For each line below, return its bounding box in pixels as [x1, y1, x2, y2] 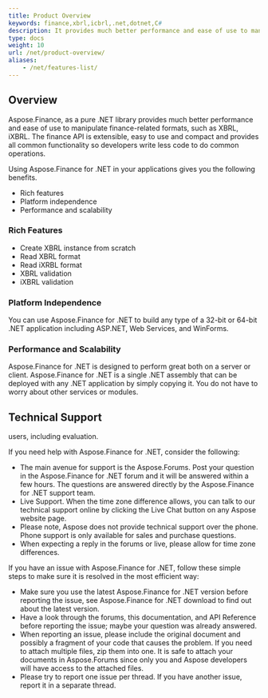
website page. [19, 513, 67, 524]
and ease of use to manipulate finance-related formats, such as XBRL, [8, 123, 239, 133]
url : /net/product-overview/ [8, 49, 105, 57]
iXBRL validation [19, 277, 74, 286]
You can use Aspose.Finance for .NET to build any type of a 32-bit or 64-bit [8, 315, 258, 325]
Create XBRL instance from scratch [19, 243, 136, 253]
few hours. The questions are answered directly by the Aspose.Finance [19, 480, 254, 489]
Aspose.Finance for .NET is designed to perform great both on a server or [8, 361, 251, 372]
